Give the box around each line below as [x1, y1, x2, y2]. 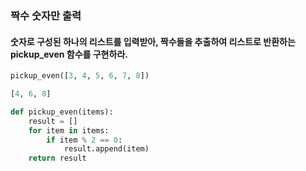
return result [28, 153, 87, 164]
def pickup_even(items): [10, 107, 114, 117]
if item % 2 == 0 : [46, 135, 123, 145]
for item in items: [28, 125, 110, 136]
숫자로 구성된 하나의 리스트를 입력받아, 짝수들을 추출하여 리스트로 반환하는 [10, 35, 296, 47]
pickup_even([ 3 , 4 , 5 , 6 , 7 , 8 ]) [10, 71, 150, 81]
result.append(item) [63, 144, 150, 154]
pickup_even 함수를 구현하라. [10, 48, 128, 60]
